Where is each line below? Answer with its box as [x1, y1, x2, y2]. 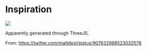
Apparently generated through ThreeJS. [5, 30, 89, 36]
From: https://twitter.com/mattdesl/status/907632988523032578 [5, 40, 141, 46]
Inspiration [5, 4, 52, 15]
